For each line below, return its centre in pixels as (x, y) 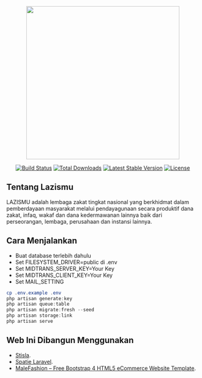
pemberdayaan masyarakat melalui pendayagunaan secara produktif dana (100, 208)
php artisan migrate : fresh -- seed (50, 310)
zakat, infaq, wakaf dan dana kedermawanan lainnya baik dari (84, 215)
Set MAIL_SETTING (39, 281)
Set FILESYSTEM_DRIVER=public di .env (66, 262)
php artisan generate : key (39, 298)
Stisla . (23, 355)
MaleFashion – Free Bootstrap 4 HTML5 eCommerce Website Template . (106, 368)
